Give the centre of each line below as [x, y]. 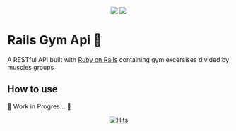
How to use [33, 89]
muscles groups [31, 67]
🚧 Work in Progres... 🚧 [40, 106]
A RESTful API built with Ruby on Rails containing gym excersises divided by [118, 59]
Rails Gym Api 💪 [55, 40]
